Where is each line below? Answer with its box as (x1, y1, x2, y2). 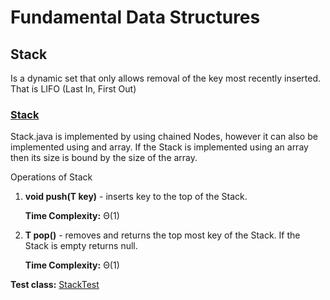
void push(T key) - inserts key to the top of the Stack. (24, 191, 248, 203)
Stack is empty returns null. (24, 240, 138, 252)
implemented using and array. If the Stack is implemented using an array (10, 141, 309, 153)
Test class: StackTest (10, 279, 100, 291)
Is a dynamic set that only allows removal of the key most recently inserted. (10, 72, 321, 84)
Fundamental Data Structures (10, 6, 261, 29)
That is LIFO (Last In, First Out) (10, 83, 137, 95)
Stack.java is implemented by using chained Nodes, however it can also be (10, 131, 318, 143)
